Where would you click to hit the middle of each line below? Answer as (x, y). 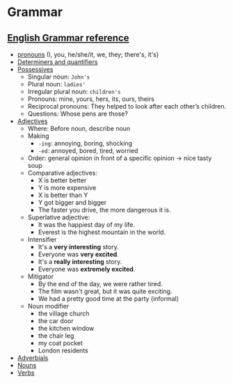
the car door (56, 321)
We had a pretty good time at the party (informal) (109, 299)
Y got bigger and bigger (72, 202)
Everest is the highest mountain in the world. (102, 232)
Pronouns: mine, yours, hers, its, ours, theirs (91, 99)
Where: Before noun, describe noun (79, 128)
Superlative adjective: (59, 217)
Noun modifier (48, 306)
